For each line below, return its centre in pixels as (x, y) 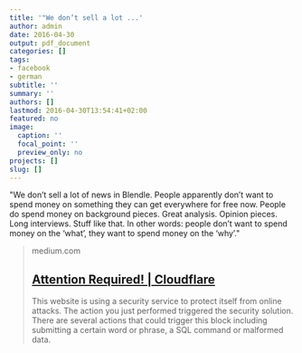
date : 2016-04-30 (42, 34)
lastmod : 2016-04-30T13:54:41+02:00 (78, 110)
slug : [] (26, 169)
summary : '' (32, 93)
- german (26, 77)
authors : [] (32, 102)
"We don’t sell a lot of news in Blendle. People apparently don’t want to (142, 195)
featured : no (34, 119)
